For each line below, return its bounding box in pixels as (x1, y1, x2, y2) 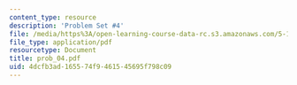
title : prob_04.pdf (9, 54, 81, 63)
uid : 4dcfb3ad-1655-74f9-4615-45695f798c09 (9, 63, 172, 72)
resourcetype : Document (9, 46, 97, 55)
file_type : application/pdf (9, 37, 113, 47)
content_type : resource (9, 12, 97, 22)
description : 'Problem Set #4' (9, 21, 125, 30)
